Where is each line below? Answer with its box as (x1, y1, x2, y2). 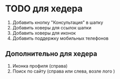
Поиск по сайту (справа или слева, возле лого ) (12, 68, 115, 74)
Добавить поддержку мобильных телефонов (12, 35, 109, 41)
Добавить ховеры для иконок (12, 30, 76, 36)
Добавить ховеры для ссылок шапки (12, 24, 91, 30)
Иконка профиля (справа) (12, 63, 68, 69)
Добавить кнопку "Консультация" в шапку (12, 19, 103, 25)
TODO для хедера (5, 3, 83, 14)
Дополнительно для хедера (5, 50, 97, 58)
